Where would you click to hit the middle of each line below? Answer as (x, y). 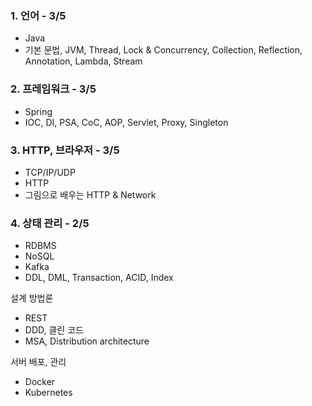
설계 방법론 (32, 298)
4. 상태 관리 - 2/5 (50, 223)
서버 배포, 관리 (38, 362)
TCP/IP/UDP (50, 172)
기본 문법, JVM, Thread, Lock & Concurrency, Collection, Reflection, (163, 50)
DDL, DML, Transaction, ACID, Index (99, 278)
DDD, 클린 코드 (54, 330)
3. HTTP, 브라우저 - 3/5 (65, 150)
